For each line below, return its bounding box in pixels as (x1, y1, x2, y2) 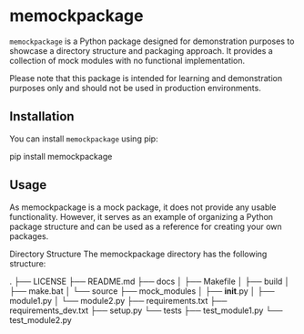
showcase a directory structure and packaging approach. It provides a (9, 45, 273, 56)
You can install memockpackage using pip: (9, 133, 158, 144)
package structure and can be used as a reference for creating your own (9, 221, 282, 232)
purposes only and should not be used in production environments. (9, 82, 261, 93)
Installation (9, 109, 75, 124)
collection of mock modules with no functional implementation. (9, 55, 246, 66)
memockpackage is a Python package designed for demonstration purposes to (9, 36, 295, 47)
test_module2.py (9, 314, 73, 325)
